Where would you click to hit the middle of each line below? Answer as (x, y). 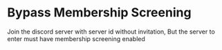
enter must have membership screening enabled (76, 38)
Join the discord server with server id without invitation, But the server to (111, 32)
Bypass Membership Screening (99, 13)
